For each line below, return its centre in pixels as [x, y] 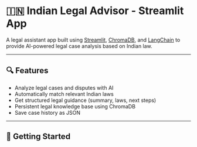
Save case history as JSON [47, 112]
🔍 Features [27, 71]
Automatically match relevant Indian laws [64, 94]
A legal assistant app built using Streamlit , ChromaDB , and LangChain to [93, 40]
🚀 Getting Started [38, 137]
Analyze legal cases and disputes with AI [64, 88]
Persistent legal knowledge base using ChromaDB [75, 106]
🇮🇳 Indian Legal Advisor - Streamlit [95, 11]
